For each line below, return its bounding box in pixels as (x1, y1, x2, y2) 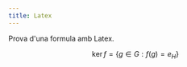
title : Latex (8, 11, 52, 20)
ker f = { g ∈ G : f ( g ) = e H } (91, 49, 180, 61)
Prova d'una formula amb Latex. (8, 33, 114, 43)
